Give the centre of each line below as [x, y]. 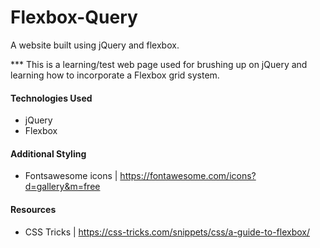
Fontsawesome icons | [71, 176]
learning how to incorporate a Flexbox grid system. [115, 75]
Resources [33, 209]
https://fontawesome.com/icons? [188, 176]
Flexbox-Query [74, 17]
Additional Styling [48, 153]
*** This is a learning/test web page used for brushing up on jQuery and [159, 64]
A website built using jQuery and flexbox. [95, 45]
